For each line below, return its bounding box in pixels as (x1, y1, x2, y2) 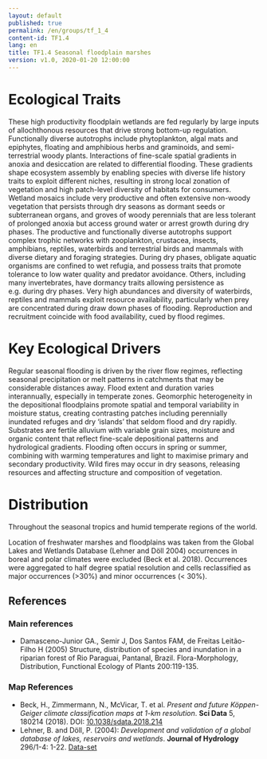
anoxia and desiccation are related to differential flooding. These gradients (8, 159, 253, 168)
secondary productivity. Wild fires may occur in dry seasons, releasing (8, 459, 241, 469)
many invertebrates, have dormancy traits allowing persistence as (8, 277, 225, 287)
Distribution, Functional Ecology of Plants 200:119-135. (19, 662, 199, 671)
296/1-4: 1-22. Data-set (19, 742, 97, 752)
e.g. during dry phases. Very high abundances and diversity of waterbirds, (8, 286, 253, 296)
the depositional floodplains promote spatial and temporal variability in (8, 399, 239, 409)
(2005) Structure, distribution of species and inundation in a (45, 645, 241, 655)
